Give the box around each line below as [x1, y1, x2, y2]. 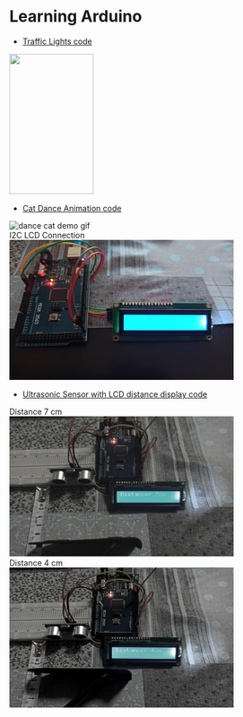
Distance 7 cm [9, 406, 63, 417]
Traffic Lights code [22, 36, 92, 47]
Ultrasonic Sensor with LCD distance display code [22, 388, 208, 400]
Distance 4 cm [9, 557, 64, 568]
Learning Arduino [9, 6, 143, 27]
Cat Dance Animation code [22, 203, 122, 213]
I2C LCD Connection [9, 229, 85, 240]
